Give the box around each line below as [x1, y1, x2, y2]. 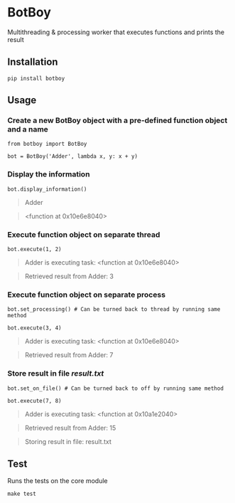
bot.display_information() [7, 186, 87, 193]
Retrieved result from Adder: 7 [24, 351, 114, 359]
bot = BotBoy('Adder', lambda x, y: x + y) [7, 153, 138, 160]
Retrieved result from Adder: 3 [24, 272, 114, 281]
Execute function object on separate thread [7, 229, 160, 239]
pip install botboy [7, 75, 65, 82]
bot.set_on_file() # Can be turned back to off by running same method [7, 385, 224, 392]
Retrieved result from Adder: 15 [24, 423, 116, 432]
